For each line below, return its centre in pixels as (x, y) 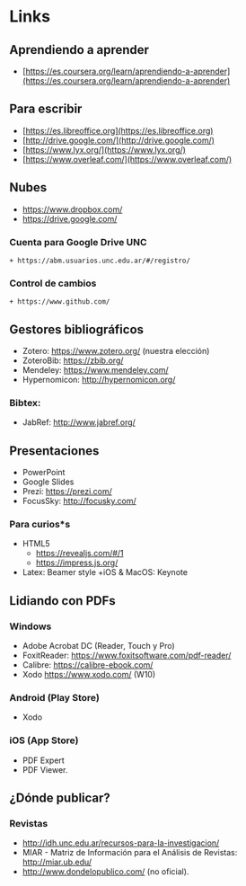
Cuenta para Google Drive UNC (78, 242)
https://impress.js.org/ (77, 563)
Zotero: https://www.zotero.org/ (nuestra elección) (116, 351)
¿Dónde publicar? (60, 798)
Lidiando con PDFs (62, 601)
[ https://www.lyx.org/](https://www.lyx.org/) (104, 149)
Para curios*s (40, 525)
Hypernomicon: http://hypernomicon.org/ (99, 380)
